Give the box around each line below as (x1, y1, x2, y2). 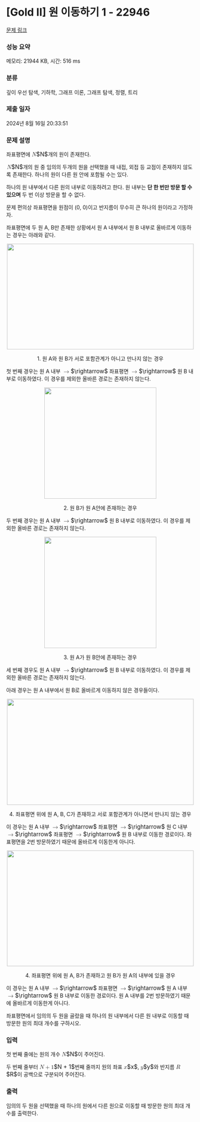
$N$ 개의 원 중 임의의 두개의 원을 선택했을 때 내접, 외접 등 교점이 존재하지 (11, 163, 182, 171)
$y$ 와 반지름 (143, 1063, 175, 1071)
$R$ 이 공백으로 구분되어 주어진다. (6, 1071, 86, 1078)
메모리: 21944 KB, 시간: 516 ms (6, 57, 81, 65)
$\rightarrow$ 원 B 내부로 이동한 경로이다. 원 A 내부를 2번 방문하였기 (14, 992, 180, 1000)
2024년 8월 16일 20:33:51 (6, 119, 68, 127)
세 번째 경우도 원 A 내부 (6, 667, 61, 674)
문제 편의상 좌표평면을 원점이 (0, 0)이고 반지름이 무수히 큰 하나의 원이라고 (6, 204, 177, 211)
